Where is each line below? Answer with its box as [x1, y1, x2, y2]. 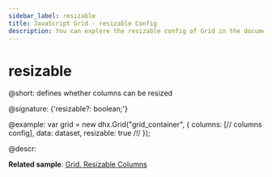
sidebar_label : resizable [8, 11, 96, 20]
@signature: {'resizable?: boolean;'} [8, 104, 128, 114]
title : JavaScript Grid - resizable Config [8, 19, 158, 27]
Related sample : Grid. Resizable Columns [8, 159, 147, 170]
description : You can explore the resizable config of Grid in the [8, 27, 241, 35]
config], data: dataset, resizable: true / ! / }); [8, 129, 151, 138]
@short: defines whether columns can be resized [8, 88, 172, 98]
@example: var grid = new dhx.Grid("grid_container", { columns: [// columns [8, 120, 262, 129]
